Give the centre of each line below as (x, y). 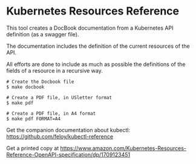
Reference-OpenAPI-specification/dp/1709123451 (68, 154)
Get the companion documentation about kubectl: (68, 130)
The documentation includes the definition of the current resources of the (98, 46)
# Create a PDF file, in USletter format (59, 97)
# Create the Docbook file (40, 82)
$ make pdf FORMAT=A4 (34, 119)
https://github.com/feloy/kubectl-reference (60, 136)
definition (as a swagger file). (43, 34)
